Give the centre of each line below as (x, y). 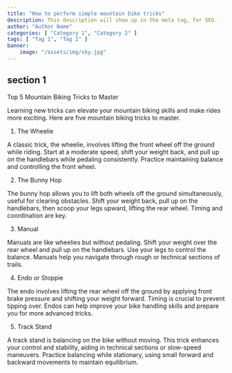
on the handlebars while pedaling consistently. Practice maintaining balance (115, 159)
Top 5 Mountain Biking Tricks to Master (63, 97)
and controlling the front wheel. (52, 166)
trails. (15, 264)
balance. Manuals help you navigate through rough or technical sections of (114, 257)
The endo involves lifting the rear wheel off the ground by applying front (110, 291)
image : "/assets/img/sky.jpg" (63, 53)
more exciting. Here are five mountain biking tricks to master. (94, 118)
